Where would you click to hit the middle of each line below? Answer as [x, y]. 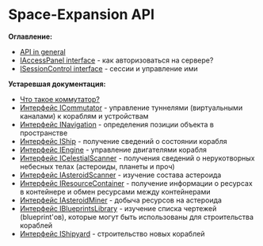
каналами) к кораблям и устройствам [84, 115]
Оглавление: [30, 36]
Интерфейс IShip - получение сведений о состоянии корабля [123, 141]
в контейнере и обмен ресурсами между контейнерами [115, 191]
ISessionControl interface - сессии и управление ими [109, 68]
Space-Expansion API [82, 15]
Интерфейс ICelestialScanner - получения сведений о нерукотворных [137, 158]
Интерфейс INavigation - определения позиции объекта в [116, 124]
